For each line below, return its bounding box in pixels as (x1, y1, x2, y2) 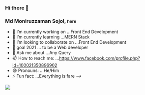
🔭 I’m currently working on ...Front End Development (12, 29, 118, 35)
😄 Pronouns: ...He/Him (12, 67, 59, 73)
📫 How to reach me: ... (12, 55, 59, 61)
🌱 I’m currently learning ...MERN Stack (12, 34, 90, 40)
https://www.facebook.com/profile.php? (58, 55, 140, 61)
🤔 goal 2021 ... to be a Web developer (12, 44, 88, 51)
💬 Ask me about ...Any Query (12, 50, 71, 56)
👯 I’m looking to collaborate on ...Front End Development (12, 39, 127, 45)
